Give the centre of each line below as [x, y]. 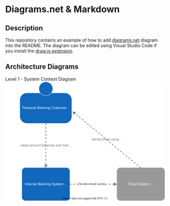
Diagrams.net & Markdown [62, 9]
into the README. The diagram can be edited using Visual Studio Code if [81, 46]
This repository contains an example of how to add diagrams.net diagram [82, 40]
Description [24, 28]
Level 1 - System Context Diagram [40, 79]
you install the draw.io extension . [39, 51]
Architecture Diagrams [42, 67]
